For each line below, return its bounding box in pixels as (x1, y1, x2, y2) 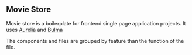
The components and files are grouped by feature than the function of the (6, 37, 184, 44)
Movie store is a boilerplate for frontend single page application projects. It (6, 20, 186, 27)
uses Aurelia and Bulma (6, 26, 63, 33)
